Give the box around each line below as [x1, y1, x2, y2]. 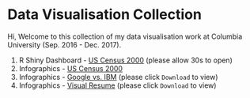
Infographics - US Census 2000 [18, 63, 123, 73]
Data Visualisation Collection [7, 6, 203, 24]
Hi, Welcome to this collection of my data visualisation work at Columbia [7, 32, 243, 41]
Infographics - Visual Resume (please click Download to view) [18, 81, 217, 90]
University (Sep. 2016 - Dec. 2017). [7, 40, 122, 49]
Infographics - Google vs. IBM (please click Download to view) [18, 72, 218, 81]
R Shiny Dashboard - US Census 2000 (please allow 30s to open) [18, 55, 233, 65]
